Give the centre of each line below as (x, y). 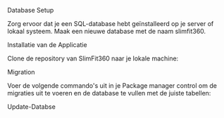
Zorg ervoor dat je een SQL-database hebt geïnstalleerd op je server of (111, 24)
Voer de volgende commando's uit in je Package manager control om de (112, 86)
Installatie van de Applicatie (47, 45)
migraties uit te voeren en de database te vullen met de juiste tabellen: (109, 93)
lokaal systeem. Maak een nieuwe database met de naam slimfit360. (107, 31)
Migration (21, 72)
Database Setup (31, 10)
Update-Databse (32, 107)
